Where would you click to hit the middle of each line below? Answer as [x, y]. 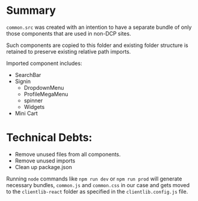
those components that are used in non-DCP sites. [69, 33]
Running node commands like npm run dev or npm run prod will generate [94, 179]
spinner [33, 100]
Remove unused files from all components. [68, 154]
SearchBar [28, 75]
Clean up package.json [43, 167]
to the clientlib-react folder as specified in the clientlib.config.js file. [97, 191]
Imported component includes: [44, 63]
